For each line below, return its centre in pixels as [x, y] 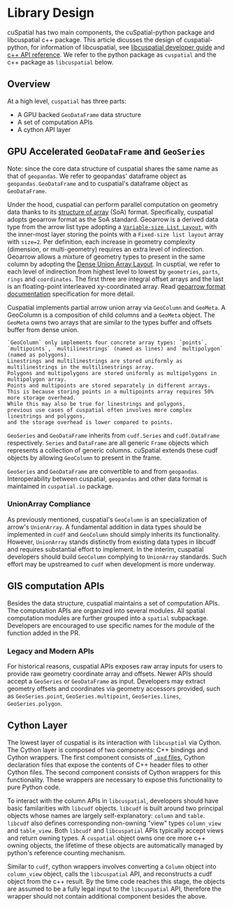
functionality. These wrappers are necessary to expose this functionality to [115, 779]
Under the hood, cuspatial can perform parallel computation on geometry [113, 204]
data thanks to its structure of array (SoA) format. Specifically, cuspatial [110, 212]
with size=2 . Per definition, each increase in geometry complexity [101, 241]
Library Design [51, 13]
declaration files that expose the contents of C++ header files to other [108, 765]
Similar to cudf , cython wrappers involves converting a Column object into [112, 866]
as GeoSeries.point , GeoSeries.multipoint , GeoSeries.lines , [94, 696]
